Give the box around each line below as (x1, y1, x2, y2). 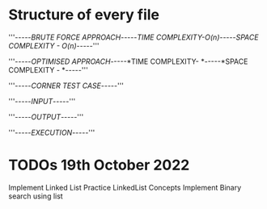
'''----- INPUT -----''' (8, 96, 76, 106)
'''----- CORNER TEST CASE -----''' (8, 81, 124, 90)
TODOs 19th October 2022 (8, 156, 190, 174)
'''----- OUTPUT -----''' (8, 111, 84, 122)
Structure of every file (8, 6, 160, 24)
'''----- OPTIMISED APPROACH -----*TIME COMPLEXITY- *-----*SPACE (8, 56, 248, 66)
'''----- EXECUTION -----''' (8, 127, 95, 137)
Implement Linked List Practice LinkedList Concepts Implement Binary (8, 182, 242, 192)
